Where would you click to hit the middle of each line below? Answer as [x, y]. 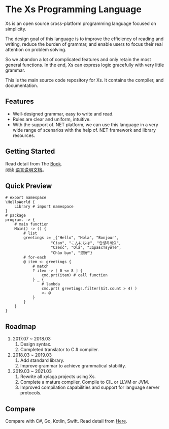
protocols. [31, 393]
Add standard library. [42, 360]
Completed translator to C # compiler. [59, 350]
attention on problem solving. [36, 49]
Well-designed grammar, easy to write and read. [63, 113]
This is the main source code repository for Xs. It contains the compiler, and [84, 80]
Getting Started [30, 151]
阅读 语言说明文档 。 [26, 169]
